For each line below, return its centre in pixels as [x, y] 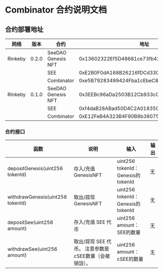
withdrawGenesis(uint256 [37, 197]
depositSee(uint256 [30, 223]
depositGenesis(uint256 [35, 169]
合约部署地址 [24, 29]
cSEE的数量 [130, 259]
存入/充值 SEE [90, 222]
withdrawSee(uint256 [32, 249]
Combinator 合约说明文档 [56, 10]
